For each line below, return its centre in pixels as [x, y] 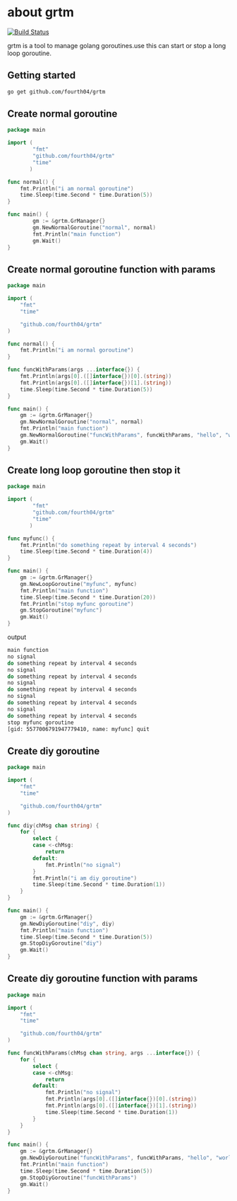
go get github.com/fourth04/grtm [56, 92]
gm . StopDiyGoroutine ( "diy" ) [61, 943]
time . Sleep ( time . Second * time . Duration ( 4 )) [86, 552]
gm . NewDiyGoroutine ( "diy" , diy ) [67, 924]
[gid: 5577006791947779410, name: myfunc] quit [79, 729]
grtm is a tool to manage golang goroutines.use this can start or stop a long [117, 45]
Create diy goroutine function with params [103, 978]
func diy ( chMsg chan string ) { [53, 825]
